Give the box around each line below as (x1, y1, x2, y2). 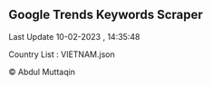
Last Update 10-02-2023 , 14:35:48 (8, 31, 140, 42)
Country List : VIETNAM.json (8, 49, 115, 60)
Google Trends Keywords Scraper (8, 7, 203, 23)
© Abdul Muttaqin (8, 66, 76, 77)
